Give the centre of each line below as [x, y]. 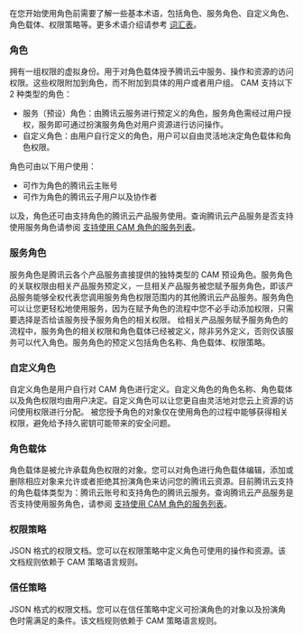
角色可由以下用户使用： [53, 166]
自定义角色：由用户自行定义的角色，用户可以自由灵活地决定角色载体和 [153, 136]
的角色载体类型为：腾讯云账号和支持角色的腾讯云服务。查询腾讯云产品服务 [147, 493]
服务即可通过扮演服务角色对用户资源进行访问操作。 [133, 125]
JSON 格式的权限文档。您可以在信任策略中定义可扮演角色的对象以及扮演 [144, 609]
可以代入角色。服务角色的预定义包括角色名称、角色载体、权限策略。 [143, 342]
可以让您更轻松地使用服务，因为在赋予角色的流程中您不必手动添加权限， [143, 308]
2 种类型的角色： [41, 94]
